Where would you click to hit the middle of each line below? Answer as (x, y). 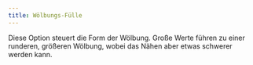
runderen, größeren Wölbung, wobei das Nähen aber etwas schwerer (121, 46)
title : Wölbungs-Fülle (45, 15)
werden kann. (30, 54)
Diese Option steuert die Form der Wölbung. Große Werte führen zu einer (127, 38)
